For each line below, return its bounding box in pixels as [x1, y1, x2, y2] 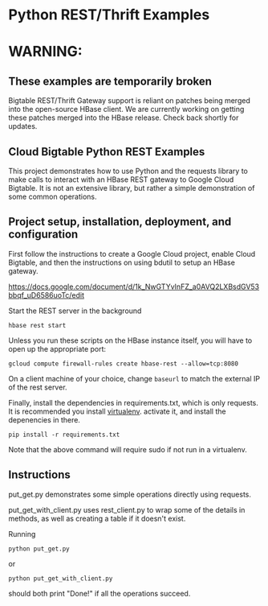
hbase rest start [8, 321, 67, 329]
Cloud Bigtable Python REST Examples [8, 145, 205, 159]
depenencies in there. [8, 414, 80, 424]
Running [8, 529, 36, 538]
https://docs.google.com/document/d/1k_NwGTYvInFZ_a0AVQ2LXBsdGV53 [8, 282, 260, 291]
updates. [8, 122, 38, 131]
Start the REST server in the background [8, 306, 142, 315]
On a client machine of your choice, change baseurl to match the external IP [8, 373, 261, 383]
